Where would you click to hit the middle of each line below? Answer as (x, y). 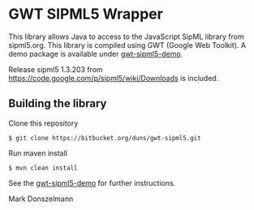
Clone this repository (43, 123)
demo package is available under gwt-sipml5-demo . (96, 54)
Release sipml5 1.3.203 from (56, 69)
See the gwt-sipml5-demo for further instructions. (92, 182)
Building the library (58, 103)
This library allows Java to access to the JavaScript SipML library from (127, 36)
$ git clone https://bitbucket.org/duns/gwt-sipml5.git (105, 138)
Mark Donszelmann (41, 199)
